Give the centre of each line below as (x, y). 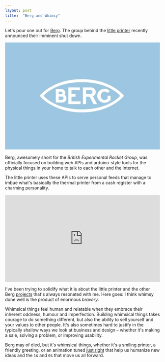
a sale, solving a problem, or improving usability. (54, 335)
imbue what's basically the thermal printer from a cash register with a (75, 182)
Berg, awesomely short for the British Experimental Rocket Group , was (76, 157)
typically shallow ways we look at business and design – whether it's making (82, 330)
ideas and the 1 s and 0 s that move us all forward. (55, 356)
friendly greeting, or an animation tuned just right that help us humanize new (82, 350)
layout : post (18, 10)
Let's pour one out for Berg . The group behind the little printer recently (77, 30)
